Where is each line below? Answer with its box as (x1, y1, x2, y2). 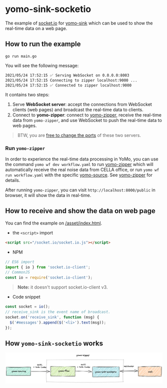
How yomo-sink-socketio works (5, 339, 103, 347)
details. (5, 177, 20, 183)
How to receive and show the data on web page (5, 206, 156, 215)
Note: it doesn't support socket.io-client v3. (17, 284, 108, 290)
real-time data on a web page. (5, 25, 67, 31)
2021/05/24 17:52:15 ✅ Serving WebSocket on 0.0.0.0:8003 (5, 72, 129, 78)
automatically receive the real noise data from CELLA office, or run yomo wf (5, 166, 159, 173)
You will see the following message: (5, 62, 79, 68)
